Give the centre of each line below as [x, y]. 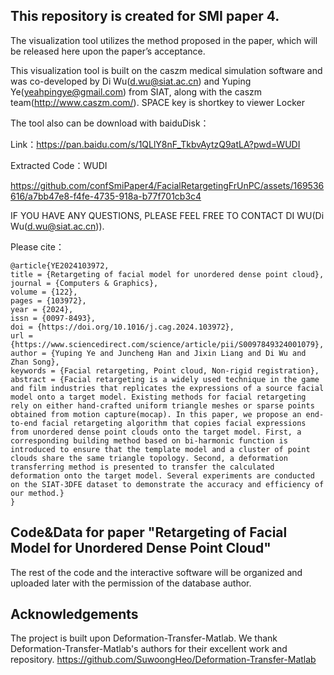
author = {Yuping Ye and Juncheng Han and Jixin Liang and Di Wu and [158, 353]
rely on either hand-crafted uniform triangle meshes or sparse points [162, 405]
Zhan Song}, [35, 362]
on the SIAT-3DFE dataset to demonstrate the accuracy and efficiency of [167, 484]
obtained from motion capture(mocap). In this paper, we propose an [156, 414]
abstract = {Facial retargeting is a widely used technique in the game [165, 379]
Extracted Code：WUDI [59, 165]
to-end [24, 423]
